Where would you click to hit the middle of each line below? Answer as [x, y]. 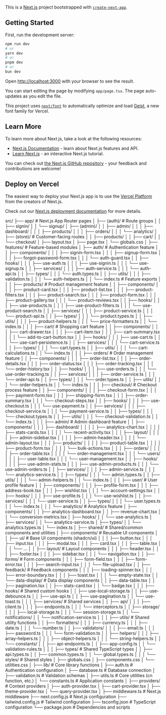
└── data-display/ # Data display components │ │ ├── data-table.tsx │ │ [80, 580]
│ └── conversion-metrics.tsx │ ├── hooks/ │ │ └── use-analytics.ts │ [79, 516]
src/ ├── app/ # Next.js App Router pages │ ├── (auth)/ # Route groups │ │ [83, 220]
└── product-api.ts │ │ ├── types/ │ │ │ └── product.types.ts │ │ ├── [79, 316]
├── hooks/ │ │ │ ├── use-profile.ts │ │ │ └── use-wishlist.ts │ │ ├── [79, 496]
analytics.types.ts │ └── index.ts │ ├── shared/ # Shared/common [74, 527]
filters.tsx [15, 295]
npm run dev [17, 44]
